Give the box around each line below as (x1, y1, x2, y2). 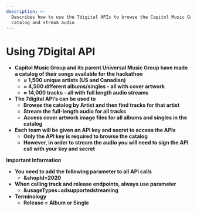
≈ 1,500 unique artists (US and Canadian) (23, 77, 126, 84)
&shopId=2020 (23, 174, 62, 181)
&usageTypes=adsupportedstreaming (23, 187, 119, 194)
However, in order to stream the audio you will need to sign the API (23, 139, 189, 146)
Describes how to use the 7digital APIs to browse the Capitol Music (11, 14, 185, 20)
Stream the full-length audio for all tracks (23, 108, 127, 115)
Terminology (14, 193, 47, 200)
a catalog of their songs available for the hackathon (14, 70, 143, 78)
